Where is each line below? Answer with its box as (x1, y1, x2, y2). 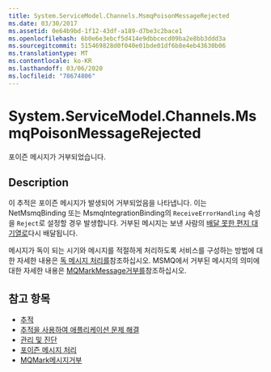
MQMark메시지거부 (19, 355, 83, 365)
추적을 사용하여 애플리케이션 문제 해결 (19, 325, 140, 335)
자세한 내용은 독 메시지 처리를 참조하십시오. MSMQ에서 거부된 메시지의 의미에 (16, 256, 260, 265)
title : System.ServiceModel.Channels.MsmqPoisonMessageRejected (8, 11, 230, 20)
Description (8, 175, 69, 189)
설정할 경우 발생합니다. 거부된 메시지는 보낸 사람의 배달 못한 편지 (47, 218, 250, 228)
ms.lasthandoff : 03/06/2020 (8, 65, 104, 73)
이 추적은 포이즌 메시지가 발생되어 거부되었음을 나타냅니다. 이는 (8, 198, 208, 208)
